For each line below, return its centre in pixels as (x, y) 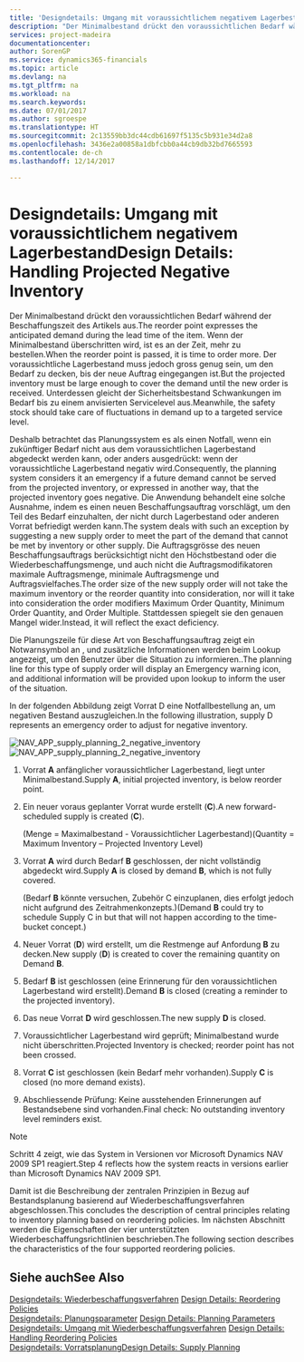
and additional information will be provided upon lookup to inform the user (147, 679)
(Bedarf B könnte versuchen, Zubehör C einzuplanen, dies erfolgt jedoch (158, 898)
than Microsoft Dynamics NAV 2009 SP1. (85, 1173)
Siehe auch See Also (67, 1277)
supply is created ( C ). (104, 816)
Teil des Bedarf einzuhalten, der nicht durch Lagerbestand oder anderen (144, 517)
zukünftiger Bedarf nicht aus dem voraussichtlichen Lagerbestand (133, 449)
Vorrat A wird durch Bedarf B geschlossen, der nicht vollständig (142, 861)
